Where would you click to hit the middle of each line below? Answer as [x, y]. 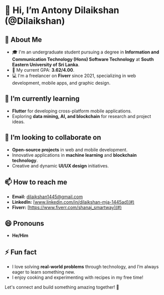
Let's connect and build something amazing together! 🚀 [62, 287]
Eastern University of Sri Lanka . [46, 65]
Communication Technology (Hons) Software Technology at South [83, 59]
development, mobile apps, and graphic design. [61, 83]
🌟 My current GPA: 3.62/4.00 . [43, 70]
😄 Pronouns [25, 223]
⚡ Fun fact [21, 252]
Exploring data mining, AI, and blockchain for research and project [81, 116]
